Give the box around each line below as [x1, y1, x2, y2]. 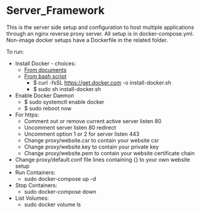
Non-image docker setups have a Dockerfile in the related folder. [6, 36, 168, 43]
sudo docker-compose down [24, 188, 97, 195]
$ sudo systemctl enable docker [24, 98, 105, 106]
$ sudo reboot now [24, 104, 72, 112]
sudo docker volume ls [24, 200, 81, 208]
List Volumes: [15, 194, 49, 202]
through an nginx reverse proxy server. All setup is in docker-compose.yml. [6, 30, 194, 37]
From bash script [24, 72, 67, 80]
